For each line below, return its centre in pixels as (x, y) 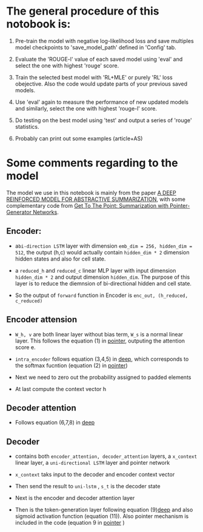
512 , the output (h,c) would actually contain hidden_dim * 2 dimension (102, 252)
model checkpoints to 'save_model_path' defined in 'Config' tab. (96, 47)
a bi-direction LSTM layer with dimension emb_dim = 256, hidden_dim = (104, 246)
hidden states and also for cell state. (60, 259)
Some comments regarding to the (92, 163)
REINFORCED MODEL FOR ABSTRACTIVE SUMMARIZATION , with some (96, 199)
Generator (19, 212)
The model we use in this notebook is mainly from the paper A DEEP (92, 193)
